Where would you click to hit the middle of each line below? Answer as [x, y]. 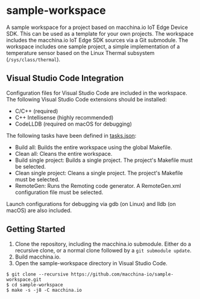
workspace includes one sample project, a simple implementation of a [93, 47]
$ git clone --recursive [37, 274]
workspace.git [24, 279]
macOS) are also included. [39, 210]
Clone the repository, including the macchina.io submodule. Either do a [103, 244]
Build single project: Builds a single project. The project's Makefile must [104, 160]
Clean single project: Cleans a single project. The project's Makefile [99, 173]
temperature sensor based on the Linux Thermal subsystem [80, 53]
